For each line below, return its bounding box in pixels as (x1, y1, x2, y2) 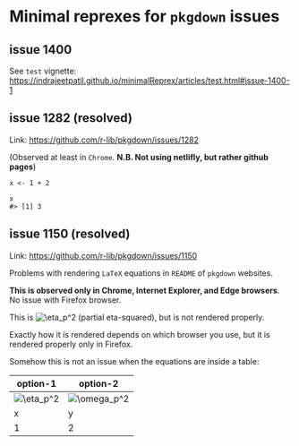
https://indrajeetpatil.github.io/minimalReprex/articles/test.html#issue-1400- (9, 75, 290, 86)
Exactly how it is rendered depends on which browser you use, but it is (9, 329, 270, 339)
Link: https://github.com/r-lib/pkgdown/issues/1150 (9, 250, 198, 261)
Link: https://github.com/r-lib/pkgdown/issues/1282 (9, 134, 200, 145)
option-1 (16, 377, 56, 390)
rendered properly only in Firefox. (9, 339, 133, 349)
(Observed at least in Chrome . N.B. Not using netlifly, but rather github (9, 151, 269, 162)
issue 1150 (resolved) (9, 227, 131, 242)
